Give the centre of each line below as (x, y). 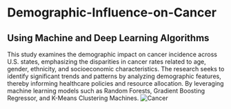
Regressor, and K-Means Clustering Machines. (73, 98)
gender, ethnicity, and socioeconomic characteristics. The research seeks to (116, 69)
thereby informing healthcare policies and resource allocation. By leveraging (115, 83)
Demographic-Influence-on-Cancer (112, 13)
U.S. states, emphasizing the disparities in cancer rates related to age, (107, 62)
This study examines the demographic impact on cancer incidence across (112, 54)
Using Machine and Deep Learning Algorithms (108, 38)
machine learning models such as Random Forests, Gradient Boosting (106, 91)
